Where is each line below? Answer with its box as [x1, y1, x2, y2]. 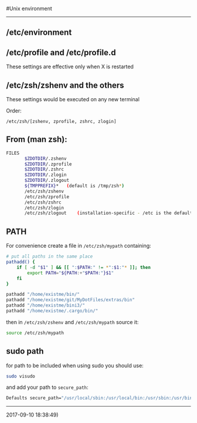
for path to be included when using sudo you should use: [6, 362, 144, 369]
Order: [6, 107, 22, 114]
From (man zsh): [6, 135, 67, 145]
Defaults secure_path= [6, 395, 62, 401]
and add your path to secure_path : [6, 384, 89, 391]
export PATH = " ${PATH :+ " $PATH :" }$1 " [27, 270, 114, 276]
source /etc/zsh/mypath [6, 329, 64, 336]
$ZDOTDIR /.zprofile [24, 161, 72, 167]
